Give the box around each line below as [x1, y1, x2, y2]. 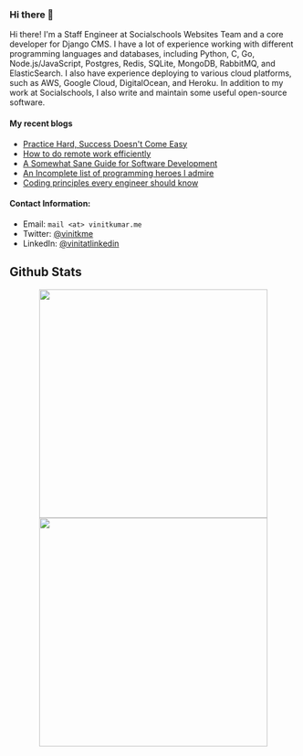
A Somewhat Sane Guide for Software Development [22, 157, 218, 168]
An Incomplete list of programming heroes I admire [22, 167, 214, 178]
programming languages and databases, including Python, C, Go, [9, 48, 256, 59]
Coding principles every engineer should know [22, 177, 199, 188]
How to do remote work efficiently [22, 148, 151, 159]
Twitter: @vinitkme [22, 228, 94, 239]
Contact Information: [9, 198, 91, 209]
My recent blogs [9, 118, 73, 129]
